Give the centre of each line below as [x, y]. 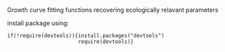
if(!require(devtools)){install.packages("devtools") [86, 36]
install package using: [38, 23]
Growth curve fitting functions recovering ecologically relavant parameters [113, 10]
